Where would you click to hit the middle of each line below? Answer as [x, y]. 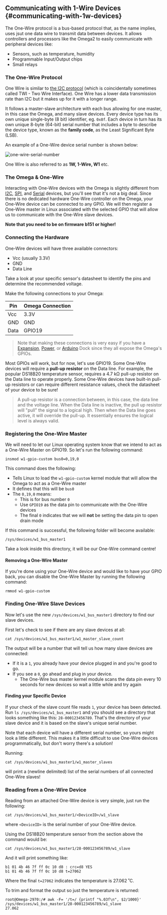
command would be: [26, 839]
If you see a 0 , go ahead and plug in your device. [62, 674]
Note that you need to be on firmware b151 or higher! [61, 224]
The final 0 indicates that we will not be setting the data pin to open [89, 515]
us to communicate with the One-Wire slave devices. [59, 215]
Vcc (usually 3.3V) [31, 258]
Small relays [25, 64]
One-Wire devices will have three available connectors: [62, 248]
